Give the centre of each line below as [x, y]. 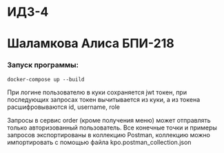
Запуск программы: [43, 65]
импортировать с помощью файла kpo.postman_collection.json [99, 142]
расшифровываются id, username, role [64, 107]
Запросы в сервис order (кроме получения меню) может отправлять [109, 120]
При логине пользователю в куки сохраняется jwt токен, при [97, 92]
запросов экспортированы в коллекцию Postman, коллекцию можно [109, 134]
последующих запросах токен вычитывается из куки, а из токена [104, 99]
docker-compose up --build [46, 79]
